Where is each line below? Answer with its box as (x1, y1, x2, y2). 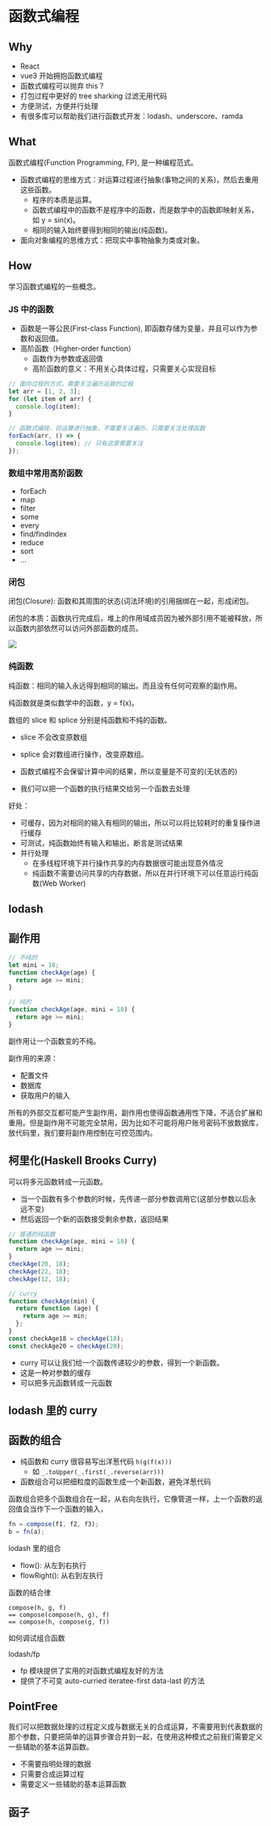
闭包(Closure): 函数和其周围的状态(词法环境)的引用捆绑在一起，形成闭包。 (8, 596, 254, 606)
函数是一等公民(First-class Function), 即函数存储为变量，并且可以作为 (19, 323, 251, 333)
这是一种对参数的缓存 (19, 1368, 91, 1378)
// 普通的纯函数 (8, 1230, 56, 1238)
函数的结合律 (8, 1587, 51, 1597)
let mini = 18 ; (8, 961, 60, 969)
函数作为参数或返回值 (31, 353, 103, 363)
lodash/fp (8, 1649, 40, 1658)
